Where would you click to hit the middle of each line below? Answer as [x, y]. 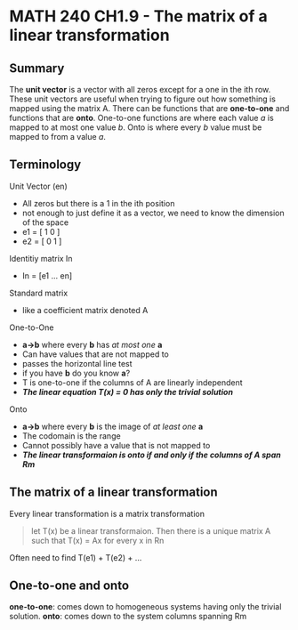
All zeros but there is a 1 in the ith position [98, 203]
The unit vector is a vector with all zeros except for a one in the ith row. [140, 89]
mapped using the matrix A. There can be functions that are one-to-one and [149, 108]
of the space [45, 222]
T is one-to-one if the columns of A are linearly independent [132, 382]
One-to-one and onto [69, 586]
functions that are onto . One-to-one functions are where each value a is [141, 118]
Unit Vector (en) [39, 186]
